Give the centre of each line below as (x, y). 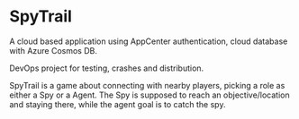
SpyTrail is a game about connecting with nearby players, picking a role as (147, 85)
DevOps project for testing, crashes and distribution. (107, 68)
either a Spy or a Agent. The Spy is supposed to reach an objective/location (149, 95)
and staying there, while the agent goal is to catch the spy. (118, 104)
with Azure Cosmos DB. (53, 50)
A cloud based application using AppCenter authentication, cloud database (149, 41)
